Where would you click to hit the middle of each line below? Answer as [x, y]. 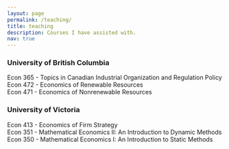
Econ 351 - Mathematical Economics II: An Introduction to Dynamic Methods [114, 132]
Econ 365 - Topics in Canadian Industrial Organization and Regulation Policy [115, 78]
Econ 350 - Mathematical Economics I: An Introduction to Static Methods [110, 139]
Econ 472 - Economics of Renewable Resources [75, 85]
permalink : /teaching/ [39, 20]
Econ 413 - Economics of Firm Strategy [62, 124]
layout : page [26, 13]
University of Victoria [44, 110]
